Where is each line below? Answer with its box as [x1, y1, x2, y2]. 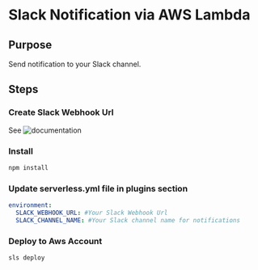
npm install [8, 163, 49, 171]
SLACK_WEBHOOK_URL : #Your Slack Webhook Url [15, 209, 168, 217]
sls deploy [8, 254, 45, 262]
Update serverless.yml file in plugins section [8, 183, 188, 194]
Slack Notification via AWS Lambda [8, 6, 251, 24]
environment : [8, 201, 53, 209]
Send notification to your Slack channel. [8, 59, 142, 69]
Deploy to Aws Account [8, 235, 103, 247]
